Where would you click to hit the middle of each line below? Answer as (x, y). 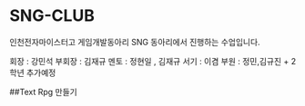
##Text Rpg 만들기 (43, 92)
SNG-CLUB (52, 16)
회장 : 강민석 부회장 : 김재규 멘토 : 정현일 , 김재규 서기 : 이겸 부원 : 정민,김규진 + (149, 61)
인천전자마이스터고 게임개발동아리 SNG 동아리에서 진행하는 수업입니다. (135, 42)
